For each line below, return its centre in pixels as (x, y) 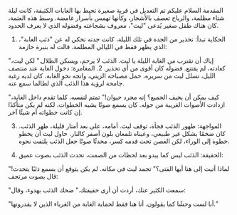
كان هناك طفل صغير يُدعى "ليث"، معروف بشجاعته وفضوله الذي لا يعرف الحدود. (114, 25)
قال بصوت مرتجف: (33, 176)
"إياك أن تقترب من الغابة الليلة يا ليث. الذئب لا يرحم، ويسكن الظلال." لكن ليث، (111, 61)
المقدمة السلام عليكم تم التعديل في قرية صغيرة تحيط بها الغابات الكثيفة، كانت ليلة (116, 10)
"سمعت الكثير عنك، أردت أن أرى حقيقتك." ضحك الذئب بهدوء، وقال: (97, 190)
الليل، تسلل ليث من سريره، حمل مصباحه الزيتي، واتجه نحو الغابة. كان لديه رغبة (112, 75)
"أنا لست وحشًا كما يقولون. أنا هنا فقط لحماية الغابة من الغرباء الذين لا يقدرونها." (113, 204)
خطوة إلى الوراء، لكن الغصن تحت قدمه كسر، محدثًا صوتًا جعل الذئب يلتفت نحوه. (124, 141)
